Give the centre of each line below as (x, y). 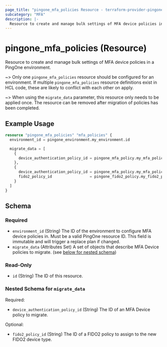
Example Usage (30, 123)
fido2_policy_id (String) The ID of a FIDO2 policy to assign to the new (84, 334)
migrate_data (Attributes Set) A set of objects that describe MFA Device (85, 247)
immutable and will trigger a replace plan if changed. (66, 242)
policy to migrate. (30, 315)
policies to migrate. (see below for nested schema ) (64, 252)
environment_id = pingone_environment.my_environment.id (70, 140)
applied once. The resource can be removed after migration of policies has (82, 103)
